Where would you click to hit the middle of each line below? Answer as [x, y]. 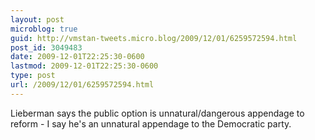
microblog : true [44, 29]
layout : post [37, 19]
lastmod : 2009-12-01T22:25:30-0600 [84, 66]
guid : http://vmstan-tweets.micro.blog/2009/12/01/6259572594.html [154, 38]
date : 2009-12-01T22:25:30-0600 [77, 57]
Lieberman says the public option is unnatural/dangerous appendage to [157, 113]
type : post [33, 76]
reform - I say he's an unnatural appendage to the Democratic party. [151, 123]
